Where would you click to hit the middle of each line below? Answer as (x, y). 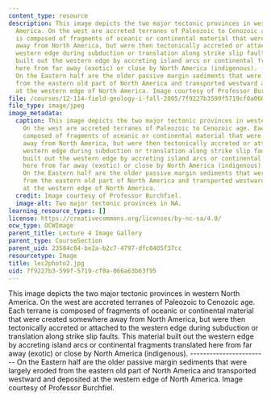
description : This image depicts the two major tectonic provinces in (129, 23)
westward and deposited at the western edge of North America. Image (126, 379)
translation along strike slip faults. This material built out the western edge (131, 336)
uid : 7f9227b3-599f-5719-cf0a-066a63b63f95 (83, 271)
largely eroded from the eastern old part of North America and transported (132, 371)
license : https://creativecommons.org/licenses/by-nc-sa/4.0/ (115, 219)
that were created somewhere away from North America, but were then (127, 319)
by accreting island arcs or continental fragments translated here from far (130, 345)
